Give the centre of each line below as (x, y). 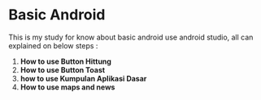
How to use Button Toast (63, 69)
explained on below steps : (53, 45)
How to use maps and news (67, 87)
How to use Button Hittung (66, 61)
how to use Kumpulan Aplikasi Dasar (83, 78)
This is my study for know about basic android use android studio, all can (131, 37)
